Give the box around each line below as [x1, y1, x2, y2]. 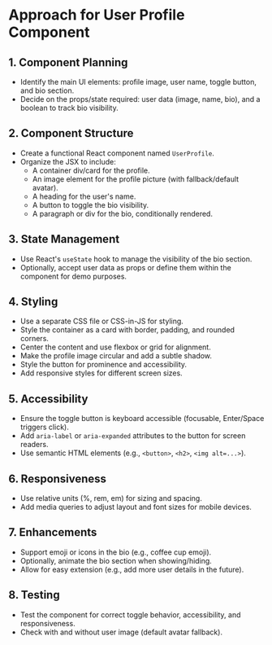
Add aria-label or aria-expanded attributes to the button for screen [19, 431, 246, 441]
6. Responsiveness [8, 472, 107, 485]
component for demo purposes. [19, 271, 127, 281]
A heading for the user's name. [32, 191, 136, 201]
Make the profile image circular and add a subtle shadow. [19, 351, 213, 361]
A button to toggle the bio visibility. [32, 200, 149, 209]
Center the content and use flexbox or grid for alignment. [19, 342, 211, 352]
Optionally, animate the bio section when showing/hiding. [19, 555, 213, 565]
